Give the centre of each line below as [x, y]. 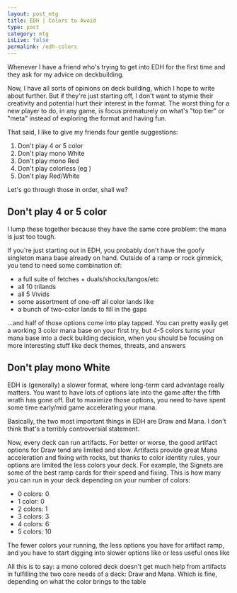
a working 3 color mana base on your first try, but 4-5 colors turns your [111, 330]
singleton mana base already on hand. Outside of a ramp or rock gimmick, [115, 258]
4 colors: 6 [33, 524]
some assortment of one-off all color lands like [86, 301]
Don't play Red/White [48, 176]
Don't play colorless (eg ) [54, 168]
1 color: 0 [31, 501]
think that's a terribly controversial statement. [74, 429]
